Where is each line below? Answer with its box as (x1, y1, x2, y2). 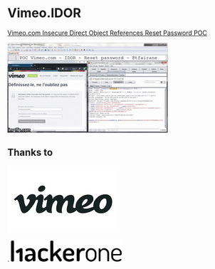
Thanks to (7, 147, 53, 159)
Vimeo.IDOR (7, 5, 82, 21)
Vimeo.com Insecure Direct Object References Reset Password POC (7, 28, 208, 37)
